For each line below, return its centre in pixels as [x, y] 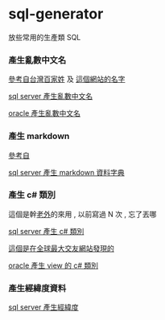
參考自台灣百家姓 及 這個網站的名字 [67, 79]
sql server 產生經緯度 [43, 307]
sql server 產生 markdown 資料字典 [66, 172]
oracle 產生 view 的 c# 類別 [54, 265]
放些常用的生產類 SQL [45, 37]
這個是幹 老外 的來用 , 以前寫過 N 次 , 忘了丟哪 [82, 214]
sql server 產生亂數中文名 [51, 96]
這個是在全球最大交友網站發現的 [61, 248]
